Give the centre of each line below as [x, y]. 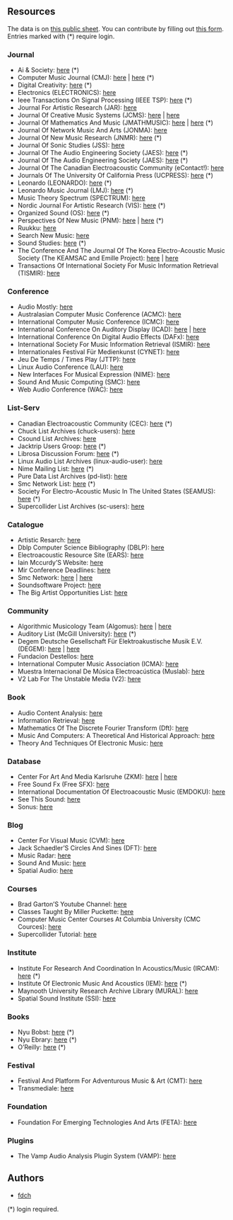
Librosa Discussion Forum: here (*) [68, 453]
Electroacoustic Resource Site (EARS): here [80, 555]
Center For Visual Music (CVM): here [71, 840]
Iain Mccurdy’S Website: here [60, 563]
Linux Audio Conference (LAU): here [70, 367]
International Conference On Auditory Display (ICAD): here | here [112, 329]
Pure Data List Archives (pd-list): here [72, 476]
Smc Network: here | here [55, 577]
